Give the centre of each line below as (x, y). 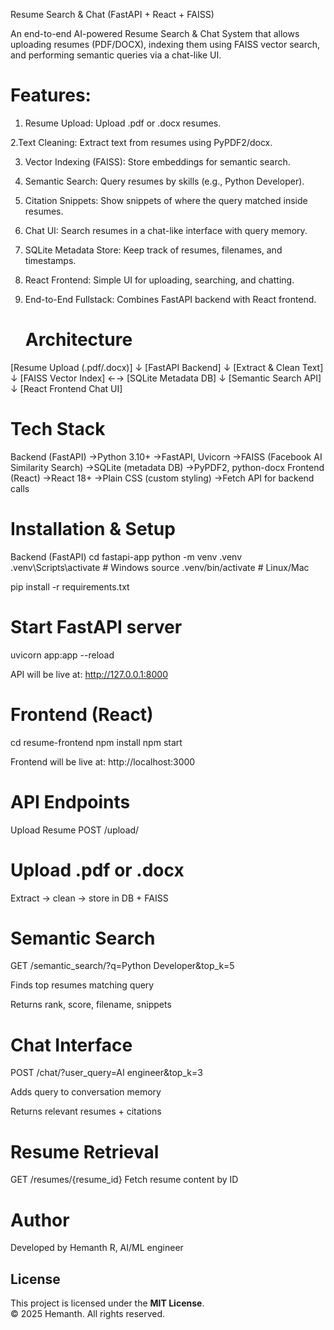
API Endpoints (70, 801)
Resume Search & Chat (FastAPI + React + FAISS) (112, 14)
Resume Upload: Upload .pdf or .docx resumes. (123, 123)
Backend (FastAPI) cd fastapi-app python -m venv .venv (126, 556)
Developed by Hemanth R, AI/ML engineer (97, 1248)
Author (40, 1220)
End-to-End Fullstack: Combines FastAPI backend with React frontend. (170, 299)
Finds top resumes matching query (82, 985)
